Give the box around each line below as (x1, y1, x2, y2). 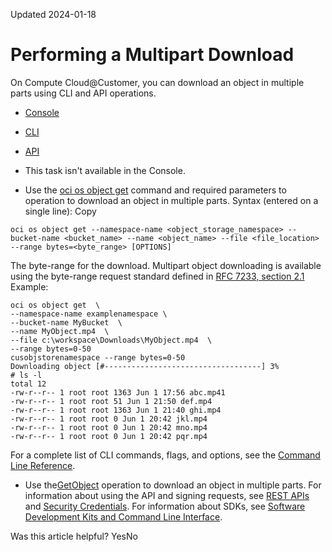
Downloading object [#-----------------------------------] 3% (10, 361, 280, 371)
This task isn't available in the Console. (24, 164, 186, 176)
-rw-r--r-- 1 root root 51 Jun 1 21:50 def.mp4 (10, 396, 213, 406)
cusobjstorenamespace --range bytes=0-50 (10, 352, 186, 363)
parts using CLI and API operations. (10, 87, 157, 99)
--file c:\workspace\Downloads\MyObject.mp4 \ (10, 335, 213, 345)
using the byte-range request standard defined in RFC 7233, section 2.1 (10, 270, 305, 282)
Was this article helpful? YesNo (10, 530, 138, 542)
